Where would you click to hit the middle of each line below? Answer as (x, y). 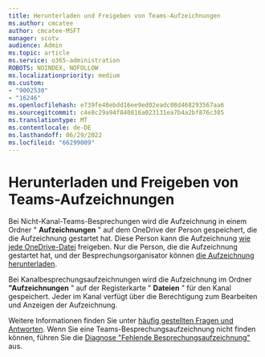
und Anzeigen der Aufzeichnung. (63, 305)
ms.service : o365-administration (64, 61)
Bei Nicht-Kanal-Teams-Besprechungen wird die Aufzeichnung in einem (128, 221)
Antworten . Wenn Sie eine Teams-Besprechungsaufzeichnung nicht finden (132, 329)
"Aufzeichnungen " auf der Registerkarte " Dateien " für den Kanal (120, 288)
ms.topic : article (39, 53)
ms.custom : (26, 83)
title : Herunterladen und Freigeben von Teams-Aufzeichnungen (114, 16)
